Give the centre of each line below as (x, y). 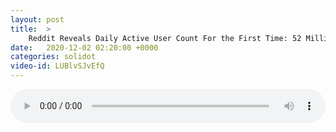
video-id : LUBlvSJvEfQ (57, 66)
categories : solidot (53, 57)
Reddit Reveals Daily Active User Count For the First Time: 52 (165, 38)
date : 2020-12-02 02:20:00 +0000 (84, 47)
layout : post (37, 19)
